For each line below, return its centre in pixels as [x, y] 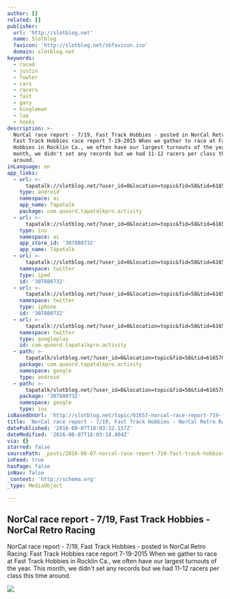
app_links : [23, 173]
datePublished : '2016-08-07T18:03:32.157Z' [70, 428]
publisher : [23, 26]
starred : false [29, 447]
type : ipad [35, 275]
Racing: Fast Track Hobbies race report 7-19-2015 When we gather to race [112, 554]
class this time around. [39, 576]
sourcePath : [24, 454]
